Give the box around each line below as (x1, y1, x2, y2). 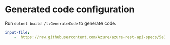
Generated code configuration (5, 4, 135, 15)
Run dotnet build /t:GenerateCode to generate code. (5, 20, 116, 26)
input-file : (5, 30, 30, 35)
